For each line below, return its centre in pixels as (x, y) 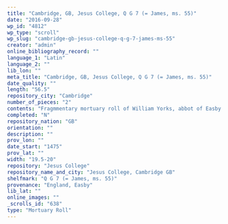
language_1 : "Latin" (37, 58)
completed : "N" (29, 115)
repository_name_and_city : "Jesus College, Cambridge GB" (91, 172)
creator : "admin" (32, 45)
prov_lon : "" (26, 141)
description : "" (30, 134)
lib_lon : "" (24, 70)
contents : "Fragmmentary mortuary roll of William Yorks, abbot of (105, 109)
